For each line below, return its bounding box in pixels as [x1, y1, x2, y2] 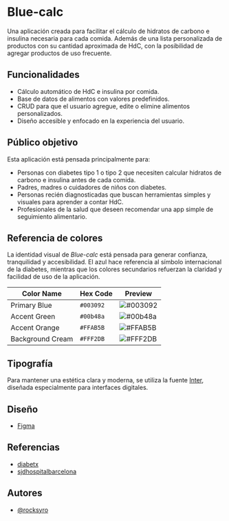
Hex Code [80, 289, 113, 299]
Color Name [21, 289, 62, 299]
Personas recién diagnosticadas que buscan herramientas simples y [17, 190, 211, 199]
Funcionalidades [7, 69, 80, 81]
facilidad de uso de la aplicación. [7, 273, 100, 281]
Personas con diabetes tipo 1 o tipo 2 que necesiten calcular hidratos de [17, 168, 222, 177]
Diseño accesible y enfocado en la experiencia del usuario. [17, 117, 184, 125]
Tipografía [7, 357, 53, 369]
